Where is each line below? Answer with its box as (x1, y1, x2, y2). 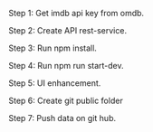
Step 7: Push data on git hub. (8, 113, 117, 123)
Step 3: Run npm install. (8, 42, 97, 53)
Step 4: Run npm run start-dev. (8, 61, 124, 71)
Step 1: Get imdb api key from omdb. (8, 8, 145, 18)
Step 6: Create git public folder (8, 95, 123, 106)
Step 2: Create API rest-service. (8, 25, 128, 35)
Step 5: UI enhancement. (8, 78, 101, 89)
